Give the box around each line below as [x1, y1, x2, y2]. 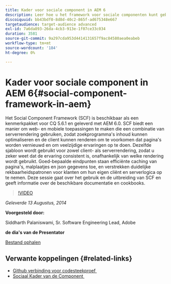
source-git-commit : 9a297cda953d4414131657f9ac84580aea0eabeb [5, 36, 140, 41]
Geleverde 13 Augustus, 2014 [5, 200, 67, 206]
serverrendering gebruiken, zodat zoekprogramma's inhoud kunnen [5, 131, 148, 138]
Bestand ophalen [5, 239, 41, 245]
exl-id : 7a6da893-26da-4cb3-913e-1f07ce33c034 [5, 27, 106, 32]
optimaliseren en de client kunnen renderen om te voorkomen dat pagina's [5, 137, 162, 143]
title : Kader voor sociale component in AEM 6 [5, 7, 106, 13]
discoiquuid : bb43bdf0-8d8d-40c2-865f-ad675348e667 [5, 17, 117, 22]
